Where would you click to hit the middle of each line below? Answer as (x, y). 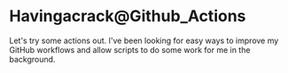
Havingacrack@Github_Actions (128, 16)
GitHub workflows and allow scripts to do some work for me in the (130, 49)
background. (32, 59)
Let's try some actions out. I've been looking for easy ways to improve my (144, 40)
